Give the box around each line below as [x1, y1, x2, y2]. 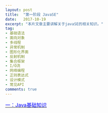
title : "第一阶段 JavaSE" [5, 12, 59, 17]
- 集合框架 [5, 59, 25, 64]
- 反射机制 [5, 54, 25, 59]
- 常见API [5, 82, 24, 87]
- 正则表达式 [5, 73, 29, 78]
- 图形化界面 [5, 49, 29, 54]
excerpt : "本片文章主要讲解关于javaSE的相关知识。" [5, 21, 103, 27]
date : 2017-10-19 [5, 17, 46, 22]
